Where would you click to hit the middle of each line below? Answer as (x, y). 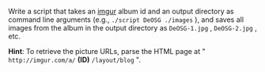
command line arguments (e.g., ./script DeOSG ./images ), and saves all (126, 20)
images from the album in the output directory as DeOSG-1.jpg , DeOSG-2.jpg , (132, 28)
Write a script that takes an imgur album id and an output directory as (121, 11)
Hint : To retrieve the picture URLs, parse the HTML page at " (107, 51)
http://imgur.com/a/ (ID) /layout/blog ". (74, 59)
